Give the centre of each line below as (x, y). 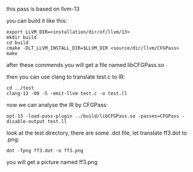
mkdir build (21, 37)
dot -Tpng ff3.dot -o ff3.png (45, 150)
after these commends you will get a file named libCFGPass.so (85, 65)
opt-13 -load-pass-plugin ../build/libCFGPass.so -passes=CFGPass (93, 116)
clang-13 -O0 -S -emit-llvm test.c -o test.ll (67, 93)
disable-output (26, 122)
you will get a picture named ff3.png (52, 162)
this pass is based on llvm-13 (43, 9)
